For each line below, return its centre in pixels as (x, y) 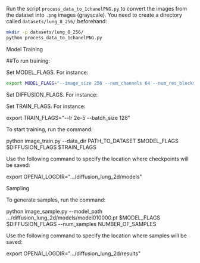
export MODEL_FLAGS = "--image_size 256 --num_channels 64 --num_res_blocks (101, 83)
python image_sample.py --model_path (54, 211)
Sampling (18, 188)
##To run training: (28, 61)
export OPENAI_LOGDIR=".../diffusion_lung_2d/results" (74, 253)
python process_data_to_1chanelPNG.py (54, 38)
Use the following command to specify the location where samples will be (97, 236)
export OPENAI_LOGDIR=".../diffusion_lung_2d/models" (74, 177)
